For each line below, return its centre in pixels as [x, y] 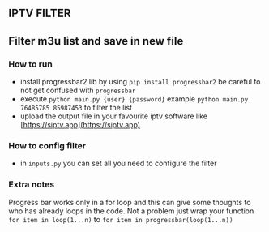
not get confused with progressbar [78, 90]
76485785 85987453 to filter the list [76, 108]
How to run [30, 64]
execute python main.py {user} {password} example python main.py [134, 99]
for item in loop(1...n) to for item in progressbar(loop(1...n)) [121, 219]
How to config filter [47, 146]
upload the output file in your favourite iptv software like [114, 116]
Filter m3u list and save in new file [96, 41]
